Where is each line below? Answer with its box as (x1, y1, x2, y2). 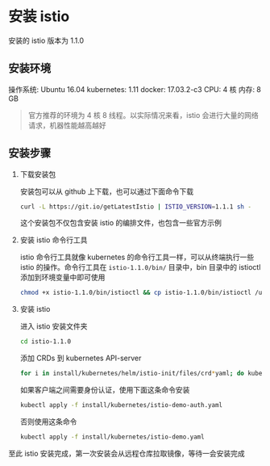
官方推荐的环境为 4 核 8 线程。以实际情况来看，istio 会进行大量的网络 (27, 110, 260, 120)
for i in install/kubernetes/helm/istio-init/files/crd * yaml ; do (19, 369, 244, 378)
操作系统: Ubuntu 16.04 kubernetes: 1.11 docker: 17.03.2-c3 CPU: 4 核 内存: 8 (8, 84, 262, 94)
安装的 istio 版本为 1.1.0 (8, 36, 85, 45)
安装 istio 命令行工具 (19, 235, 88, 245)
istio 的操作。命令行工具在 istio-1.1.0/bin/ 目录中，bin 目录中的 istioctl (19, 262, 261, 272)
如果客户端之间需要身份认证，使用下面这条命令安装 (19, 385, 190, 395)
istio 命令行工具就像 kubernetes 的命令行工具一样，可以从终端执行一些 (19, 252, 255, 262)
